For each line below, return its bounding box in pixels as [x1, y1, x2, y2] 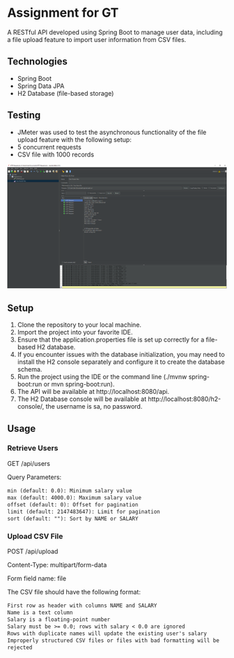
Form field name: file [7, 574, 67, 583]
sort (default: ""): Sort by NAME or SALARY [7, 515, 139, 522]
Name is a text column [7, 609, 73, 616]
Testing [7, 110, 41, 122]
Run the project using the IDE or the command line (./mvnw [17, 372, 187, 381]
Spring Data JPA [17, 82, 65, 90]
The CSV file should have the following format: [7, 588, 141, 597]
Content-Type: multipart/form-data [7, 561, 107, 569]
